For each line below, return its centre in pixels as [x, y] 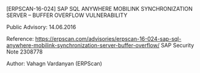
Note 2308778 [24, 52]
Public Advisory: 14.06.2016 [41, 27]
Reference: [20, 39]
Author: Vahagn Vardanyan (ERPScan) [54, 64]
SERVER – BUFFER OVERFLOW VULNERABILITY [67, 15]
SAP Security [178, 45]
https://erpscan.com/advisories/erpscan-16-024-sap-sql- [108, 39]
